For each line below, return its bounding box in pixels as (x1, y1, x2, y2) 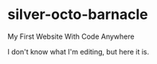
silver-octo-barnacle (7, 6, 148, 24)
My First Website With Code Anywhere (7, 32, 135, 41)
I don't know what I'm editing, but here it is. (7, 47, 150, 56)
